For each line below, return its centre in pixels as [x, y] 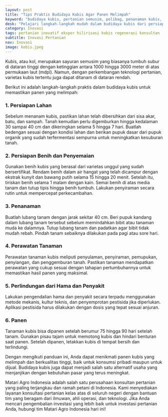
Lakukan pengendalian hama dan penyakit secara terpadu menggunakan [80, 297]
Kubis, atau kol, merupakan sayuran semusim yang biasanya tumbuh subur [82, 61]
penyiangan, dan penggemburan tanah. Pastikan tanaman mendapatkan [79, 262]
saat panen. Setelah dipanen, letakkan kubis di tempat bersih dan [72, 342]
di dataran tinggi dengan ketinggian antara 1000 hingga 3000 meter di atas [82, 67]
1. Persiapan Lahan [28, 105]
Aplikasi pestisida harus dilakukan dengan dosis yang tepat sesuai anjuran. [82, 307]
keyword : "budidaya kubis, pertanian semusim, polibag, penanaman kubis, [84, 19]
